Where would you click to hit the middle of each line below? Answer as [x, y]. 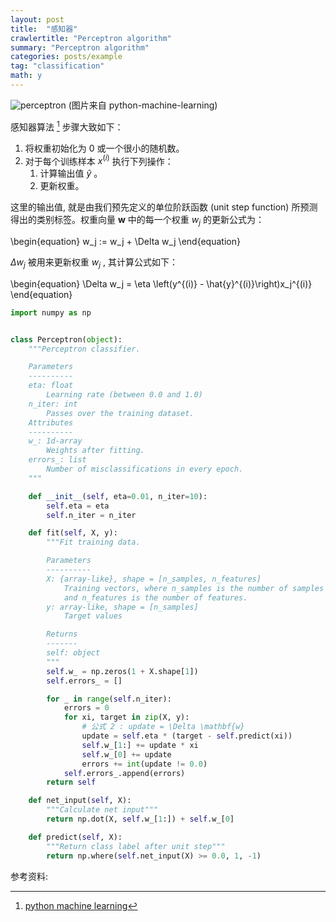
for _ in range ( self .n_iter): [109, 699]
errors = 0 [86, 708]
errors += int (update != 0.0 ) [144, 764]
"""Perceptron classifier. [84, 349]
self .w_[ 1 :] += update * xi [140, 745]
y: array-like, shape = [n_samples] [122, 607]
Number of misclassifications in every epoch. [145, 469]
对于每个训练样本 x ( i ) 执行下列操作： [99, 160]
